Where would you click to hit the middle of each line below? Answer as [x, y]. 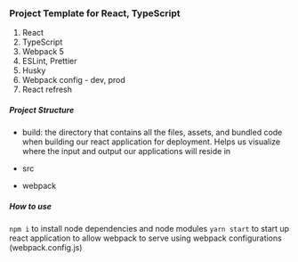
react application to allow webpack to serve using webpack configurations [145, 238]
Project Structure [42, 110]
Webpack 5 [43, 52]
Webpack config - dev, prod [74, 80]
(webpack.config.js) [46, 248]
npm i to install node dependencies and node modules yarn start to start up [149, 229]
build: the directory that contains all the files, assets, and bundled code [152, 133]
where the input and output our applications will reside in [126, 151]
